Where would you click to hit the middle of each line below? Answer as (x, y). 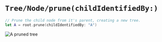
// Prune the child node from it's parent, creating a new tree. (73, 20)
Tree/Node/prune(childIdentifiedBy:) (82, 8)
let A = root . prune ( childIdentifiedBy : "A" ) (51, 25)
